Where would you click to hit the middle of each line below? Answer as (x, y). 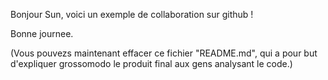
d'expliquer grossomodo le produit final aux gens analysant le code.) (151, 63)
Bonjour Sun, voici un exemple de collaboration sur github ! (132, 14)
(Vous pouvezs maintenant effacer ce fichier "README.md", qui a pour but (164, 53)
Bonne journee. (42, 33)
